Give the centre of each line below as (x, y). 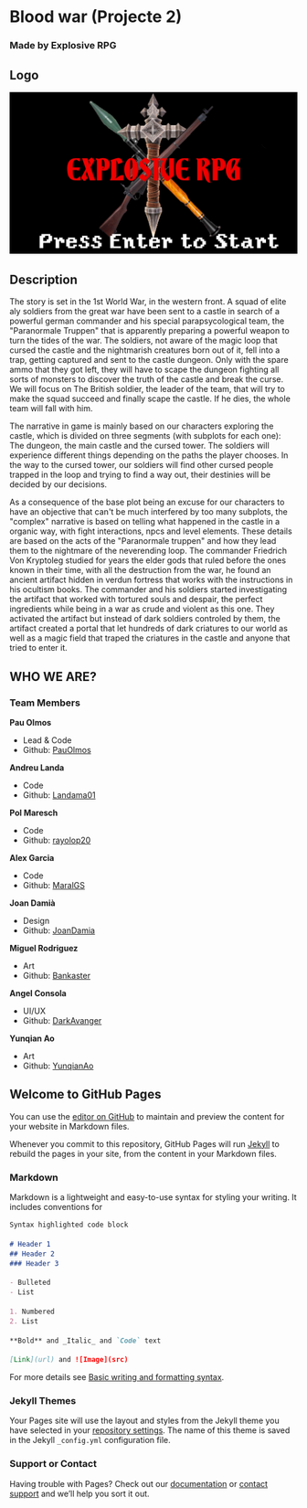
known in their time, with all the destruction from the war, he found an (140, 570)
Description (43, 279)
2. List (24, 1321)
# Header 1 (30, 1244)
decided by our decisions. (58, 484)
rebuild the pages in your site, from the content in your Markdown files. (143, 1153)
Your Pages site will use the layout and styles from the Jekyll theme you (145, 1421)
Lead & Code (47, 740)
